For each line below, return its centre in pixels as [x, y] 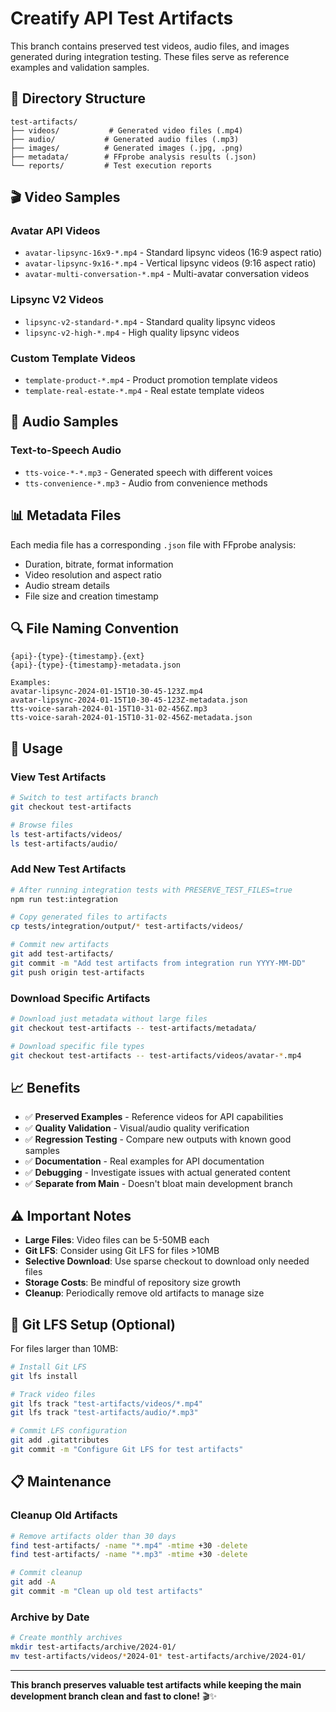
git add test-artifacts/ [62, 954]
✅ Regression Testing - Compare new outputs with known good [158, 1139]
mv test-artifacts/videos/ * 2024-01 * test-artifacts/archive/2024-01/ [158, 1656]
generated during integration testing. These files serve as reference [150, 56]
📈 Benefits [45, 1087]
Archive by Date [50, 1617]
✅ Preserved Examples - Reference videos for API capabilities [154, 1117]
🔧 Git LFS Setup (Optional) [93, 1324]
